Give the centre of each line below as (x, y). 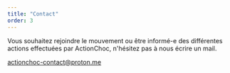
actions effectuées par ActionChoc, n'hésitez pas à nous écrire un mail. (112, 48)
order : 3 (20, 21)
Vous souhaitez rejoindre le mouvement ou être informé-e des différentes (115, 40)
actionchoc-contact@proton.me (54, 62)
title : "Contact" (33, 14)
